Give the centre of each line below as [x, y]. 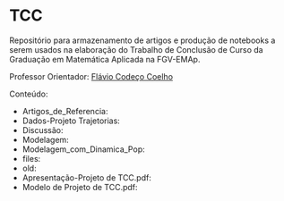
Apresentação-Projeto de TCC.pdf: [87, 177]
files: [31, 158]
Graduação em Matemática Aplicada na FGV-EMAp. [105, 59]
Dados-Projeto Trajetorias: [71, 121]
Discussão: [43, 130]
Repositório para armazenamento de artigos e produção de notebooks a [142, 40]
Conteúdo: [29, 94]
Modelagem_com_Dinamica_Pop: [83, 149]
